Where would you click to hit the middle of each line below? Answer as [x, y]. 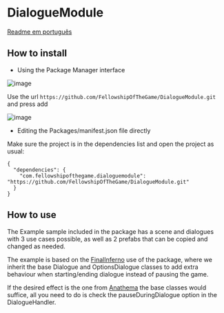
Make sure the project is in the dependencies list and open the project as [111, 144]
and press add [28, 104]
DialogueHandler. [32, 302]
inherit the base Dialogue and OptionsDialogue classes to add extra [103, 267]
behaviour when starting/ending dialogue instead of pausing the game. [108, 274]
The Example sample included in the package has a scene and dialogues [111, 231]
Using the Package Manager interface [71, 69]
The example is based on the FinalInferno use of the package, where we [110, 259]
